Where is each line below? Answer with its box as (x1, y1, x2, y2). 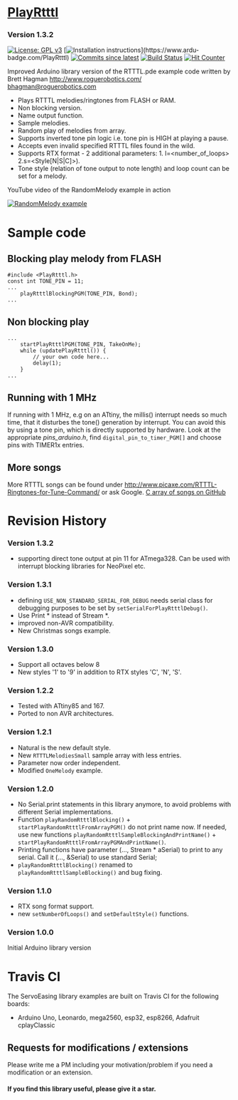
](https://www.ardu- (141, 46, 200, 54)
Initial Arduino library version (7, 943, 92, 952)
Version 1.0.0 (7, 928, 54, 938)
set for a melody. (17, 172, 67, 180)
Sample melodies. (17, 119, 70, 128)
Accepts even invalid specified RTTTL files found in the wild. (17, 142, 195, 150)
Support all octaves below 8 (17, 660, 100, 668)
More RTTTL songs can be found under (7, 480, 123, 489)
